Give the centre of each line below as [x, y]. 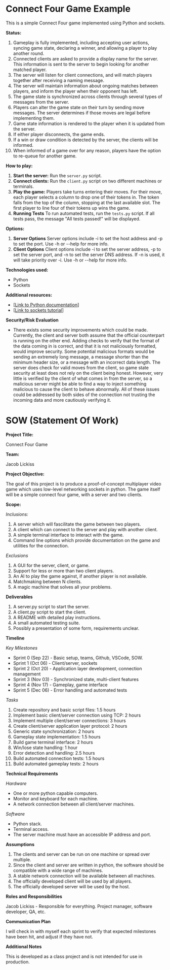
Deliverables [19, 597]
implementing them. [34, 118]
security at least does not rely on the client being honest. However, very [88, 373]
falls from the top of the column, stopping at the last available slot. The [87, 202]
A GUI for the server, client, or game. [51, 565]
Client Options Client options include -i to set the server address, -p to [87, 249]
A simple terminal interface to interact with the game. [68, 535]
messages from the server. [41, 102]
